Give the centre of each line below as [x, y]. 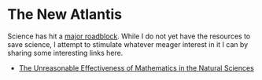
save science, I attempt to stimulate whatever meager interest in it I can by [128, 44]
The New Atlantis [65, 15]
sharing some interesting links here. [65, 53]
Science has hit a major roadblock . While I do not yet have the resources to [129, 36]
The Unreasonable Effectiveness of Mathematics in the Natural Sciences [137, 67]
